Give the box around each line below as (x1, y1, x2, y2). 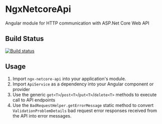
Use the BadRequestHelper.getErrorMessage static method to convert (12, 102, 154, 108)
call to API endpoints (12, 96, 56, 103)
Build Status (5, 34, 44, 43)
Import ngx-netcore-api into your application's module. (12, 75, 126, 81)
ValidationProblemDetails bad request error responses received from (12, 107, 157, 113)
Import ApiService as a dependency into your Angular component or (12, 81, 154, 87)
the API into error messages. (12, 112, 72, 118)
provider (12, 86, 30, 92)
